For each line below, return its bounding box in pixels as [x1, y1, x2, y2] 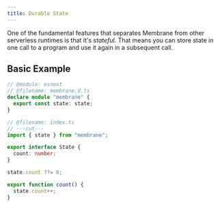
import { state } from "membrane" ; [7, 131, 109, 139]
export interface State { [7, 144, 81, 151]
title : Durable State [7, 10, 69, 17]
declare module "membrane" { [7, 94, 90, 101]
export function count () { [7, 181, 84, 188]
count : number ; [13, 150, 57, 157]
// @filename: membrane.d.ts [7, 87, 90, 94]
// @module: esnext [7, 81, 63, 88]
